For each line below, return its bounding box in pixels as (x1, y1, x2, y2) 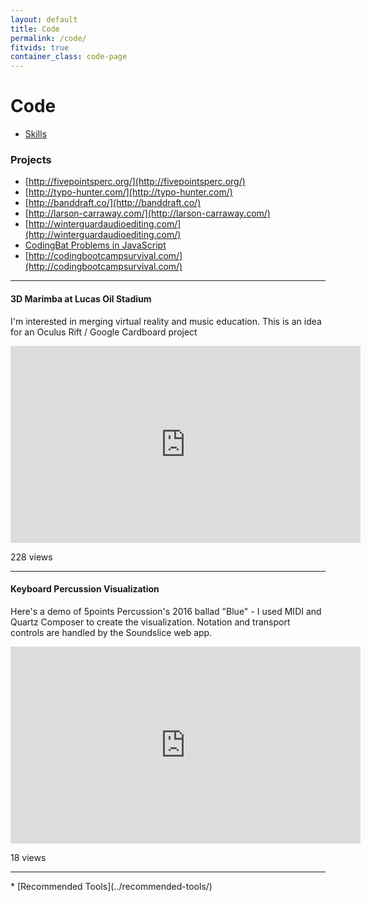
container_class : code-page (10, 52, 128, 62)
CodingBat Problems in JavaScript (24, 239, 167, 251)
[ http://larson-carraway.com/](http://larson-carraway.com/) (24, 207, 271, 220)
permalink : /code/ (10, 33, 87, 43)
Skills (24, 128, 48, 140)
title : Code (10, 24, 60, 34)
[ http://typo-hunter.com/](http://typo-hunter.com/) (24, 186, 233, 198)
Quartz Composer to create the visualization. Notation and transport (10, 616, 291, 628)
